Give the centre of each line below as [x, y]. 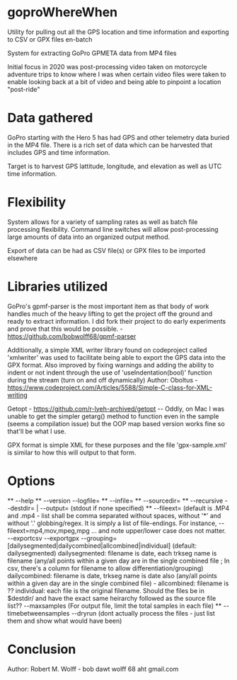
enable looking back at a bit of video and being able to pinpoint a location [114, 81]
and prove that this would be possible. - [65, 329]
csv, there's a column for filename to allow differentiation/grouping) [105, 568]
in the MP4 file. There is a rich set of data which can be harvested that [110, 145]
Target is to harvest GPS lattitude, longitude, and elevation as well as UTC [115, 166]
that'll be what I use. [37, 431]
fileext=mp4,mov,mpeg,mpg [48, 530]
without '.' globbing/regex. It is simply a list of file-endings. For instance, [112, 523]
